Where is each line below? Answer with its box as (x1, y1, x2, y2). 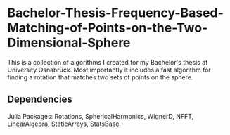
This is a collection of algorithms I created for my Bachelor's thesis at (7, 58, 208, 66)
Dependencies (7, 94, 72, 105)
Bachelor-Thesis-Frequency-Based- (7, 5, 224, 21)
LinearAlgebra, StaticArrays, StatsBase (7, 120, 120, 128)
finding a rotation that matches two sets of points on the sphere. (7, 72, 193, 82)
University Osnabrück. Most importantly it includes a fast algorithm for (7, 65, 211, 74)
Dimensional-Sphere (7, 35, 131, 51)
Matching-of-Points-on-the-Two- (7, 20, 208, 36)
